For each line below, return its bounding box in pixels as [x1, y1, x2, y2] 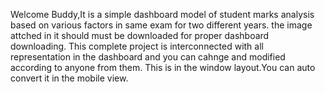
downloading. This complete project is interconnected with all [10, 40, 264, 52]
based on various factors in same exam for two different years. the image [10, 19, 313, 31]
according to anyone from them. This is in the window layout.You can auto [10, 62, 316, 73]
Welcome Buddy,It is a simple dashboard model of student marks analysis [10, 9, 315, 20]
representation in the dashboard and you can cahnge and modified [10, 51, 286, 63]
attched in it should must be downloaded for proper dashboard [10, 30, 270, 41]
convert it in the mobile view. [10, 72, 129, 84]
